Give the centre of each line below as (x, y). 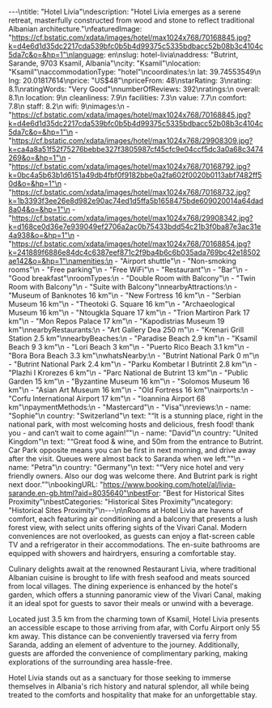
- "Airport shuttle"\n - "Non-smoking (176, 261)
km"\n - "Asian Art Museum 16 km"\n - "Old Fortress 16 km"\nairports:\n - (131, 390)
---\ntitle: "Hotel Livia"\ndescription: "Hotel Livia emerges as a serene (125, 12)
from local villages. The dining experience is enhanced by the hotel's (123, 586)
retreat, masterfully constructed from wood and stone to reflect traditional (132, 20)
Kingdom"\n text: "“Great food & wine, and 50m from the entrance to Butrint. (136, 441)
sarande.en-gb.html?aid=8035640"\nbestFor (84, 493)
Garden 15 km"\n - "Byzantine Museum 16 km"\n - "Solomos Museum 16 (129, 381)
